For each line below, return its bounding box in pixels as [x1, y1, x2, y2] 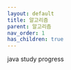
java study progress [7, 55, 64, 63]
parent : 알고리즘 [7, 23, 52, 30]
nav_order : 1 [7, 29, 45, 37]
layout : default [7, 10, 54, 17]
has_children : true [7, 36, 64, 43]
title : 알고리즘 [7, 17, 49, 24]
